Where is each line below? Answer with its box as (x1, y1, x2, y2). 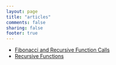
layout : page (6, 8, 38, 15)
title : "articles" (6, 14, 51, 20)
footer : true (6, 30, 38, 36)
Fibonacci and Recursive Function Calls (14, 46, 110, 53)
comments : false (6, 19, 46, 25)
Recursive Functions (14, 53, 64, 60)
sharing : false (6, 25, 43, 31)
